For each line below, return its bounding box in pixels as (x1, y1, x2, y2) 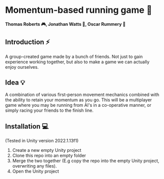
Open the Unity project (12, 168, 59, 175)
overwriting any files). (12, 163, 57, 169)
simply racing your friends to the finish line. (5, 107, 94, 113)
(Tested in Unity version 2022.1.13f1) (5, 138, 79, 144)
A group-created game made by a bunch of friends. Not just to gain (5, 53, 143, 59)
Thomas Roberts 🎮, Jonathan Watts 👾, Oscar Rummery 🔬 (5, 21, 126, 27)
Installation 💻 (5, 122, 49, 131)
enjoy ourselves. (5, 64, 39, 70)
